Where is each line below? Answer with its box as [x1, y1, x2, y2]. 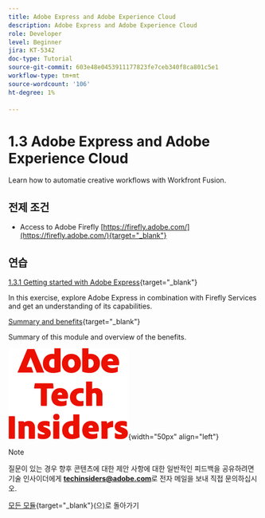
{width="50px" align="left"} [128, 431, 220, 441]
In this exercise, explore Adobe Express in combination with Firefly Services [8, 292, 257, 302]
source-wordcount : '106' [8, 80, 91, 88]
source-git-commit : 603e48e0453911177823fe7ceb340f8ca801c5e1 [8, 64, 219, 72]
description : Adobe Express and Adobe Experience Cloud [8, 21, 197, 29]
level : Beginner [8, 38, 62, 46]
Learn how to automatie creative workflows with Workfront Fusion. [8, 175, 227, 185]
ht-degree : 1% [8, 88, 56, 96]
